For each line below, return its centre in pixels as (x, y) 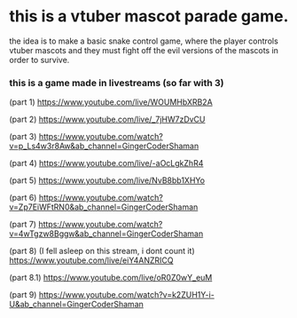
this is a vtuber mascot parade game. (149, 16)
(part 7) (23, 225)
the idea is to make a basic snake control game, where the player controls (144, 41)
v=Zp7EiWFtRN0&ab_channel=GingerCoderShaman (104, 207)
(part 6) (23, 198)
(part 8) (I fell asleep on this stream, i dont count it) (102, 251)
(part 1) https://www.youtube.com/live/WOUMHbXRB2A (111, 102)
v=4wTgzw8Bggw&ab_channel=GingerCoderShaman (106, 234)
